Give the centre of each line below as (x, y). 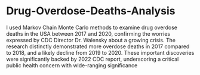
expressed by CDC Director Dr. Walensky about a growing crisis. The (91, 40)
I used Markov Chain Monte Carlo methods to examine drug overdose (92, 27)
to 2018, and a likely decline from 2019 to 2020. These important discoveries (100, 52)
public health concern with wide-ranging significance (72, 65)
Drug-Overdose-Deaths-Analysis (91, 11)
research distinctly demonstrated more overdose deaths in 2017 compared (98, 46)
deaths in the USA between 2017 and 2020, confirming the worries (88, 33)
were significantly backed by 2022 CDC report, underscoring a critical (93, 59)
